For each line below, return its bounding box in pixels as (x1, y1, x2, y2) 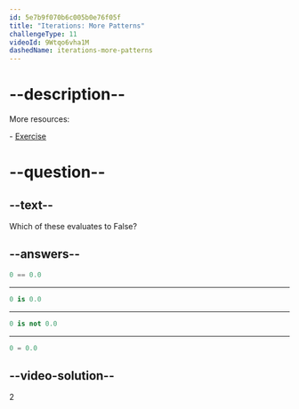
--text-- (9, 197, 53, 213)
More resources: (9, 114, 70, 124)
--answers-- (9, 246, 80, 262)
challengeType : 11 (9, 29, 77, 38)
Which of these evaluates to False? (9, 221, 138, 232)
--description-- (9, 84, 126, 105)
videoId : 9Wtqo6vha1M (9, 37, 90, 47)
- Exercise (9, 131, 47, 142)
